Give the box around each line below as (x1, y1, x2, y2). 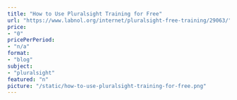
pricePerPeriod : (7, 37, 55, 44)
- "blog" (7, 56, 33, 63)
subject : (7, 63, 33, 70)
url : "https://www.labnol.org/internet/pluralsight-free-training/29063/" (7, 17, 232, 24)
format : (7, 50, 30, 57)
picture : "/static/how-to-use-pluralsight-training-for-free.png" (7, 82, 207, 89)
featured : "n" (7, 75, 49, 83)
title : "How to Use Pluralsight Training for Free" (7, 10, 162, 18)
